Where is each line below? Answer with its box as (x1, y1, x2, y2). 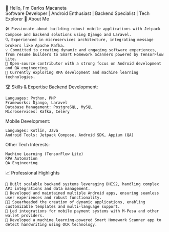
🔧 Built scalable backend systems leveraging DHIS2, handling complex (5, 182, 159, 187)
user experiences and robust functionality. (5, 195, 102, 200)
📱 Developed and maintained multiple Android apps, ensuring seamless (5, 190, 159, 196)
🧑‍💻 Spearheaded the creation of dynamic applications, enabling (5, 200, 145, 205)
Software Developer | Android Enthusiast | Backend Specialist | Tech (5, 10, 150, 16)
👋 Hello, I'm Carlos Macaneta (5, 5, 67, 11)
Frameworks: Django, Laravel (5, 100, 68, 105)
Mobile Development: (5, 118, 50, 124)
